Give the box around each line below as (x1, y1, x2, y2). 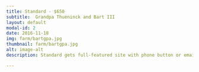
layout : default (6, 19, 46, 25)
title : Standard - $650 (6, 8, 65, 15)
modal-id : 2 (6, 25, 36, 31)
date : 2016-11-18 (6, 30, 49, 36)
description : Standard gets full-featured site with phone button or (6, 52, 182, 58)
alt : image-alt (6, 47, 44, 53)
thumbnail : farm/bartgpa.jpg (6, 42, 78, 47)
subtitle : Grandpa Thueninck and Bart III (6, 14, 115, 20)
